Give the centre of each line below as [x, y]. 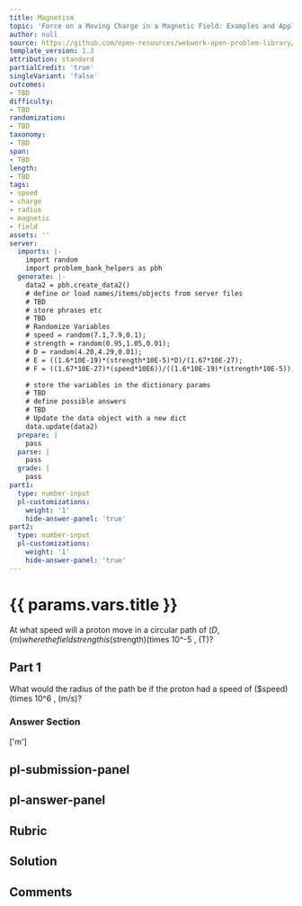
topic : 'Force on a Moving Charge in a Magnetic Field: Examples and [142, 26]
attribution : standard [52, 59]
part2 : [22, 527]
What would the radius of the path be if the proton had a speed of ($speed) [149, 689]
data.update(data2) [62, 426]
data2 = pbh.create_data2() [78, 285]
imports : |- [40, 252]
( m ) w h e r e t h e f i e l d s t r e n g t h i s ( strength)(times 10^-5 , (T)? [111, 639]
